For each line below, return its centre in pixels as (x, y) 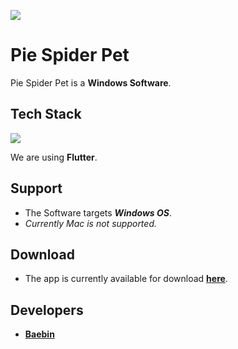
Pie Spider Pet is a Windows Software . (91, 82)
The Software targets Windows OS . (98, 212)
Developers (47, 310)
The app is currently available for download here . (126, 279)
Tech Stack (46, 114)
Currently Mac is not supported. (90, 223)
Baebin (39, 334)
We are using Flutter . (54, 157)
